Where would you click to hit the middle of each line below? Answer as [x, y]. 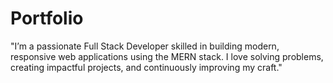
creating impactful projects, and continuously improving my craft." [146, 67]
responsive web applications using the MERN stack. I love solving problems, [167, 56]
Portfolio [47, 18]
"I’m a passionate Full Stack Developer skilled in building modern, [145, 46]
